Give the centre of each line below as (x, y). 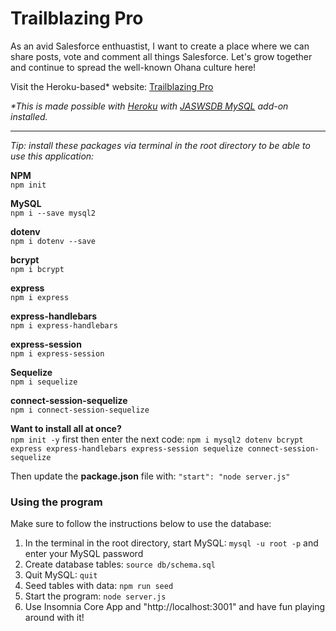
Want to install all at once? (66, 428)
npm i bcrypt (37, 269)
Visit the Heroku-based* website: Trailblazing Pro (112, 86)
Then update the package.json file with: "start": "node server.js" (150, 476)
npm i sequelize (44, 382)
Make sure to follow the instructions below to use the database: (141, 524)
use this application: (52, 156)
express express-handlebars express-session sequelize (127, 448)
